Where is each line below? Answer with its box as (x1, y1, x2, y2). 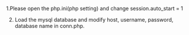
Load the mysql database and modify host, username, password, (14, 16, 174, 23)
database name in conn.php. (14, 23, 85, 29)
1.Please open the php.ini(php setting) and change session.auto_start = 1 (6, 5, 184, 12)
